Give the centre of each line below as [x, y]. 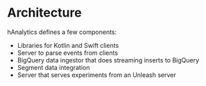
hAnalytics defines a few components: [62, 32]
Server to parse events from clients [68, 53]
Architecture [44, 13]
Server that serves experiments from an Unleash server [97, 75]
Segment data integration [53, 67]
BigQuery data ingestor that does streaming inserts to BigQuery [108, 60]
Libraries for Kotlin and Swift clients [68, 45]
